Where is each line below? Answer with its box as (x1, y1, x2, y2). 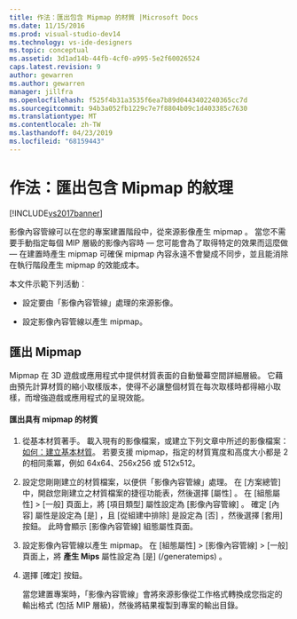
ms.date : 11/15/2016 (9, 21, 86, 30)
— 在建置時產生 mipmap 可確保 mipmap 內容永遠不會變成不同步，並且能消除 (9, 248, 289, 258)
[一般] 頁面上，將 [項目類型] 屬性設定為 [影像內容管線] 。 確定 (43, 498, 268, 509)
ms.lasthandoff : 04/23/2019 (9, 129, 113, 138)
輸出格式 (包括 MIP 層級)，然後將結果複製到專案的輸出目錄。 (21, 599, 244, 610)
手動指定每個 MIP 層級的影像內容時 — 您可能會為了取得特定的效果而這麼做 (16, 237, 289, 248)
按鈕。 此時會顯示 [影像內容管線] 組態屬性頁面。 (21, 520, 198, 531)
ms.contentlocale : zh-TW (9, 121, 101, 130)
